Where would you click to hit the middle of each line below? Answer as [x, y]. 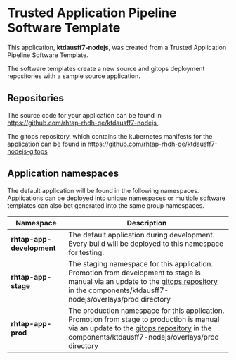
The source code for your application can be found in [84, 115]
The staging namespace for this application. [141, 263]
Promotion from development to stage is [135, 273]
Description [147, 223]
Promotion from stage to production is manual [144, 319]
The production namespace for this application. [146, 310]
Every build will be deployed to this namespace [146, 243]
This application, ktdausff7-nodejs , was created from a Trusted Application [117, 47]
